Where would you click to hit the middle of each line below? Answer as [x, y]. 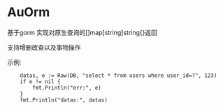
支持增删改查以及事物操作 [44, 47]
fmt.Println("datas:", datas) [64, 100]
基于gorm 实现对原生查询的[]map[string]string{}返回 [82, 32]
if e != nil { [40, 81]
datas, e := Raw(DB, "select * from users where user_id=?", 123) [118, 75]
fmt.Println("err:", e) [67, 88]
